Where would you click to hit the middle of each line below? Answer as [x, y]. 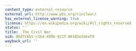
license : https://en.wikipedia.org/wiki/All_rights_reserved [68, 23]
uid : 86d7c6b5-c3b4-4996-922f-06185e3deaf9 [50, 37]
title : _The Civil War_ [29, 32]
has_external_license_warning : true [42, 18]
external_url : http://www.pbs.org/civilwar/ [51, 14]
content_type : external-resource [39, 9]
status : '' [16, 28]
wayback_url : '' [21, 41]
